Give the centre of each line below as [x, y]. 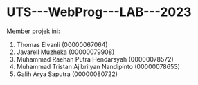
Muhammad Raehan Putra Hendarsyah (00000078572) [95, 59]
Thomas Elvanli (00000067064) [62, 44]
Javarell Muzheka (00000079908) [65, 52]
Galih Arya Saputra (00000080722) [67, 74]
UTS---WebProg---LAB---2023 [99, 12]
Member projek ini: [33, 31]
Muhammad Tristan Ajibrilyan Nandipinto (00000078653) [98, 66]
